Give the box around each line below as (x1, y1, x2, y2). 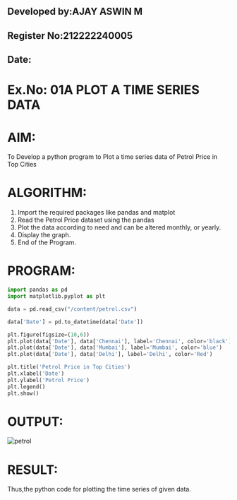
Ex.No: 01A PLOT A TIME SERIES (7, 82, 200, 98)
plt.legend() (7, 383, 46, 391)
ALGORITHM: (7, 185, 87, 201)
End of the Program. (17, 238, 76, 246)
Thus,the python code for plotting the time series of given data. (7, 485, 192, 494)
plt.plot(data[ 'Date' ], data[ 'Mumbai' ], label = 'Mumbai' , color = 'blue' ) (7, 344, 222, 352)
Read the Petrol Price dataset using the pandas (17, 215, 154, 225)
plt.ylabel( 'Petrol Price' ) (7, 376, 90, 383)
